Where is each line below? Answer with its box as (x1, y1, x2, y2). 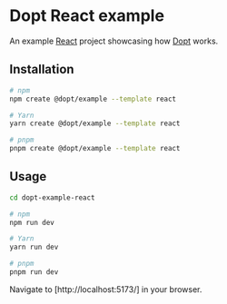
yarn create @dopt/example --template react (9, 119, 181, 128)
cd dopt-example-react (9, 192, 95, 202)
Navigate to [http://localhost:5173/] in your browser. (9, 283, 202, 295)
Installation (9, 62, 74, 77)
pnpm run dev (9, 268, 59, 277)
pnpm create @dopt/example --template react (9, 144, 181, 153)
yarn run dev (9, 242, 59, 252)
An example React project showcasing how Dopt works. (9, 35, 219, 46)
